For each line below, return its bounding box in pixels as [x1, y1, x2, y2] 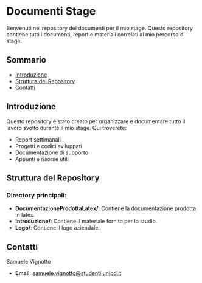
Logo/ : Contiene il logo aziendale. [15, 224, 100, 231]
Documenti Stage [6, 4, 96, 18]
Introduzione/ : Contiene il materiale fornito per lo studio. [15, 217, 158, 225]
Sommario [6, 55, 47, 65]
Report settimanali [15, 135, 61, 143]
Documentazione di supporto [15, 149, 89, 156]
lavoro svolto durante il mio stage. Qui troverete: [6, 124, 127, 131]
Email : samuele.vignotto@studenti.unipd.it [15, 270, 122, 277]
